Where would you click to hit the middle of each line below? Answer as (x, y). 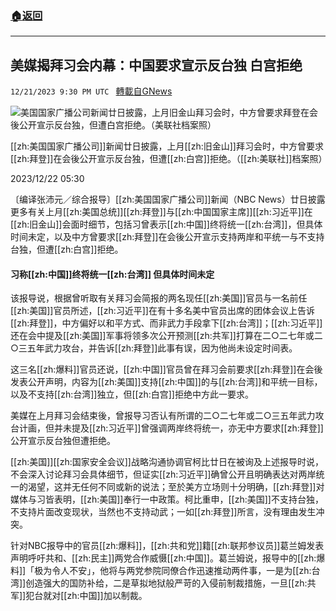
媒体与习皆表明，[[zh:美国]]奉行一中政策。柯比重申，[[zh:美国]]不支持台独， (167, 499)
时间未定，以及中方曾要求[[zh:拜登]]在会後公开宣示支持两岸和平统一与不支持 (167, 237)
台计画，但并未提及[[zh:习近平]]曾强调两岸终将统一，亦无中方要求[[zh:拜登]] (167, 428)
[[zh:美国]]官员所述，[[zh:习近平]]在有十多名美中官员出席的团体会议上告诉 (162, 311)
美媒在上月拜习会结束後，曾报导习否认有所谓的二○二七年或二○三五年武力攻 (167, 416)
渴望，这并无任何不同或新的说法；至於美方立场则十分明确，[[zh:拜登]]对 (176, 487)
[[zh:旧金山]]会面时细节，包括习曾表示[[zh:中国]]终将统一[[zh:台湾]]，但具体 (166, 224)
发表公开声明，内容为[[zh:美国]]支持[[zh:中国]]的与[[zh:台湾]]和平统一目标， (166, 382)
